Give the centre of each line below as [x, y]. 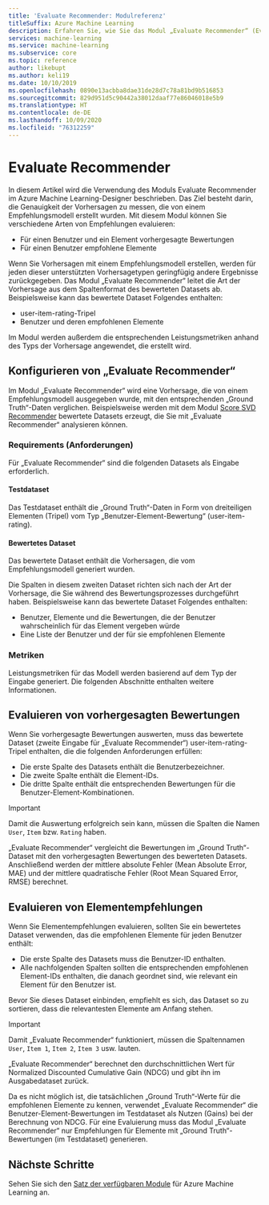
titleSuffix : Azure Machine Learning [71, 23]
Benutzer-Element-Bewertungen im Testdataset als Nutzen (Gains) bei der [131, 1113]
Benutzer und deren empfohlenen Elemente [92, 321]
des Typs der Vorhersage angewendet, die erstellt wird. [100, 345]
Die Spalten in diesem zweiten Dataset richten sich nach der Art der [120, 585]
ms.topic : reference [43, 61]
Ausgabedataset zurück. [49, 1081]
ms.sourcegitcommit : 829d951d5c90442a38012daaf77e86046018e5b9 [116, 98]
